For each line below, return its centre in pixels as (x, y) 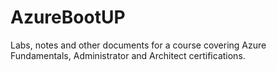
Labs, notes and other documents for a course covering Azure (138, 45)
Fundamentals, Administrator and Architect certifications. (128, 55)
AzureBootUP (68, 17)
